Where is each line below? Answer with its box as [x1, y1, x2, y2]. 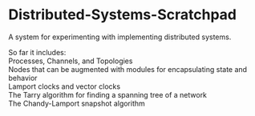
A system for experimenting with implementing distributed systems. [8, 32, 232, 42]
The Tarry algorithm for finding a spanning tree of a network [8, 90, 207, 99]
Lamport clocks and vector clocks [8, 82, 121, 91]
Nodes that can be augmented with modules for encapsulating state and [8, 64, 247, 74]
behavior [8, 73, 38, 82]
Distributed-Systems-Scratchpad [8, 6, 237, 24]
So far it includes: [8, 47, 67, 57]
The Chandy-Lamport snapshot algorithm [8, 98, 146, 108]
